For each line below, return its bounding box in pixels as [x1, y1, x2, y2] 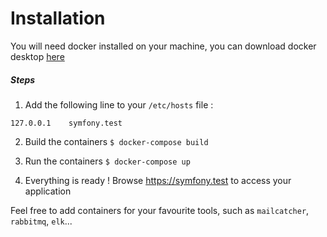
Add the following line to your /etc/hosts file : [24, 98, 214, 111]
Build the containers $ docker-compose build [24, 135, 209, 147]
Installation [10, 7, 106, 30]
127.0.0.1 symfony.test [10, 118, 123, 128]
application [24, 185, 72, 197]
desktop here [10, 50, 65, 62]
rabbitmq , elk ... [10, 215, 73, 227]
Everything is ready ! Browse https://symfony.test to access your [24, 174, 292, 186]
